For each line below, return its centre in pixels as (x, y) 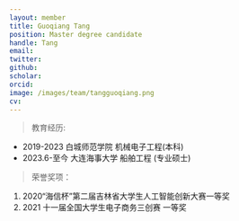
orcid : (22, 84)
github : (24, 68)
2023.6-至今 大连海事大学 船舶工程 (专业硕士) (106, 158)
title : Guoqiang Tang (50, 26)
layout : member (38, 18)
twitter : (26, 59)
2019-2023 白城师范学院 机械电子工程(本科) (103, 147)
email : (22, 51)
